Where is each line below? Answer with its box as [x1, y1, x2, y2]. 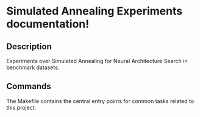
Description [6, 41, 52, 52]
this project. [6, 104, 37, 111]
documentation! [6, 17, 90, 31]
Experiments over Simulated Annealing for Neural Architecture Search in [6, 58, 188, 64]
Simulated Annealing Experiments [6, 4, 183, 18]
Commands [6, 81, 52, 92]
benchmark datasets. [6, 64, 60, 71]
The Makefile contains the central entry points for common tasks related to [6, 97, 195, 104]
